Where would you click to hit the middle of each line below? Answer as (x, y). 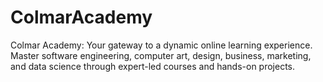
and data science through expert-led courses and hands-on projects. (153, 66)
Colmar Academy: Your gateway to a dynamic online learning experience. (161, 45)
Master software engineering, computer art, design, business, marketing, (161, 55)
